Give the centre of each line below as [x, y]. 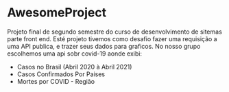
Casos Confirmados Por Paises [61, 74]
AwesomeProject [57, 13]
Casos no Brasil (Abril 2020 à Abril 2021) [74, 67]
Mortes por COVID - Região [56, 81]
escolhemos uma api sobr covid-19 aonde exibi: [75, 54]
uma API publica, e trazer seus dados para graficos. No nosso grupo [104, 46]
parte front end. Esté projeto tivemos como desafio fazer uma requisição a [112, 38]
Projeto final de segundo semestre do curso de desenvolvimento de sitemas [115, 32]
